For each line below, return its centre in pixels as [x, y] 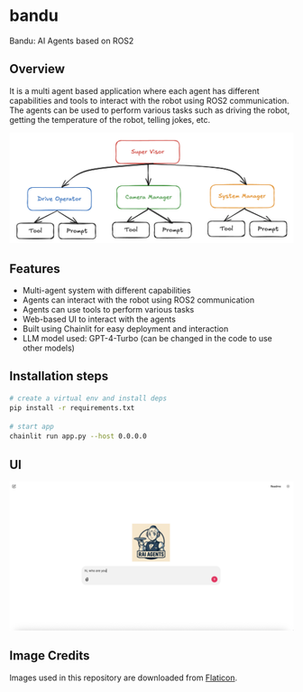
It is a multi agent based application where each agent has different [134, 90]
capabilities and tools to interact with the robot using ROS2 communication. [150, 100]
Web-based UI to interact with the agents [99, 319]
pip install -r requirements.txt [72, 407]
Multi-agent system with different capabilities [106, 290]
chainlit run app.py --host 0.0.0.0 [78, 436]
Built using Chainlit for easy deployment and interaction [125, 328]
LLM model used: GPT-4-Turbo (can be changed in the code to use [147, 338]
